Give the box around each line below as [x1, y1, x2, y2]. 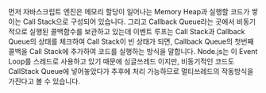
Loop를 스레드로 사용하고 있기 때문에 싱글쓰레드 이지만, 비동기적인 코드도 [8, 56, 235, 66]
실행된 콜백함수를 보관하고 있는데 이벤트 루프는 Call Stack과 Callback [29, 27, 245, 36]
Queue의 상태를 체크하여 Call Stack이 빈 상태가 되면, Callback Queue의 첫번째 [8, 37, 254, 46]
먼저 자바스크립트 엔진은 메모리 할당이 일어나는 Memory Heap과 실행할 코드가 [8, 7, 250, 16]
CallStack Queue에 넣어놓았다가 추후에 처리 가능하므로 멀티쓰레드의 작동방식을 [8, 67, 254, 76]
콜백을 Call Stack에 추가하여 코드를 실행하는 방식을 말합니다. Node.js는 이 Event [8, 47, 258, 56]
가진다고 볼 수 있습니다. [8, 76, 81, 86]
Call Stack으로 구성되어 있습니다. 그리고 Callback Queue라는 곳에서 [22, 17, 235, 26]
